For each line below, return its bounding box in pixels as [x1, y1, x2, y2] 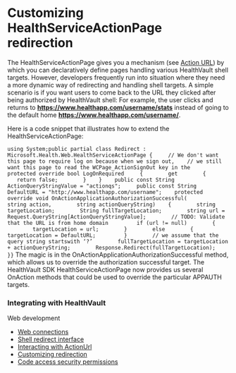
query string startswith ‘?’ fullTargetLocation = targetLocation [7, 238, 229, 245]
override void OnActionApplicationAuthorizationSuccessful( [7, 195, 188, 202]
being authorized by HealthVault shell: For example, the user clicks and [7, 95, 213, 104]
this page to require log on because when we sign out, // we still [7, 157, 222, 165]
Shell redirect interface [17, 335, 85, 343]
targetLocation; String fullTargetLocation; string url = [7, 207, 225, 214]
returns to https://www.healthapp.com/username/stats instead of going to [7, 103, 229, 111]
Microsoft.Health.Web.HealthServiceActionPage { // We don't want [7, 152, 219, 159]
